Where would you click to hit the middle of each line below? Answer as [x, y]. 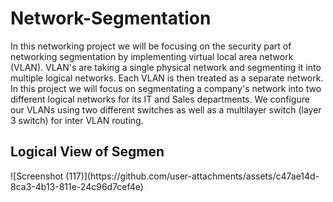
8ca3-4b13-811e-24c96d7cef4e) [77, 186]
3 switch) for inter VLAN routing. [77, 120]
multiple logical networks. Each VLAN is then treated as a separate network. [167, 78]
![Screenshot [37, 176]
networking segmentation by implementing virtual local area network [152, 56]
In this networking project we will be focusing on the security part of [151, 46]
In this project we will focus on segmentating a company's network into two [166, 88]
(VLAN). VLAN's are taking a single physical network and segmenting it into [166, 67]
